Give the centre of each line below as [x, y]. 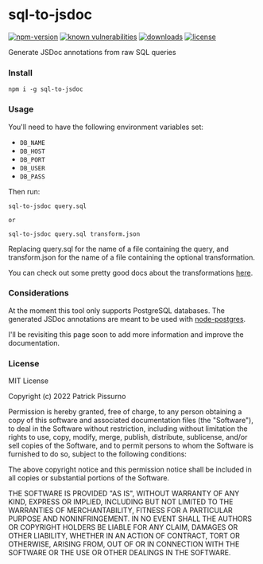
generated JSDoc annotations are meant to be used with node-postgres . [127, 319]
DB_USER [32, 168]
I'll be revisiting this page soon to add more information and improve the [126, 334]
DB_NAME [32, 143]
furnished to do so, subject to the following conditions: [97, 454]
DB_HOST [32, 151]
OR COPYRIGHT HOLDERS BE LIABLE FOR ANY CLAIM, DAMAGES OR [123, 527]
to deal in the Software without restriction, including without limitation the [128, 429]
